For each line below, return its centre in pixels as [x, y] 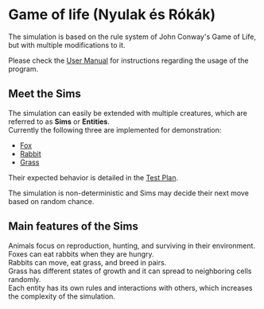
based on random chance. [51, 201]
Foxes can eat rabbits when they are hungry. [81, 254]
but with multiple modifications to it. [67, 44]
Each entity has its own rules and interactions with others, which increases [130, 288]
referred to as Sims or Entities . [59, 122]
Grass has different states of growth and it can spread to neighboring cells [130, 271]
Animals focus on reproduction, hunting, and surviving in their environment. [132, 245]
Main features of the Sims [74, 227]
